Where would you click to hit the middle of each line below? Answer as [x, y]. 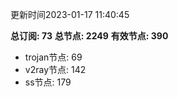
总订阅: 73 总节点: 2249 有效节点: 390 [89, 36]
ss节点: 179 [48, 82]
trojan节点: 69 [53, 57]
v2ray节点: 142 [55, 69]
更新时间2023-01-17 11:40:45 [70, 14]
